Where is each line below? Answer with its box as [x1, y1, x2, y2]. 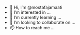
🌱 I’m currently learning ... [9, 15, 62, 20]
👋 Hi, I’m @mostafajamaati [9, 5, 63, 10]
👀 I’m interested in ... [9, 9, 51, 15]
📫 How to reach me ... [9, 25, 55, 30]
